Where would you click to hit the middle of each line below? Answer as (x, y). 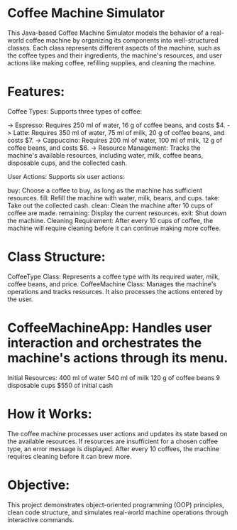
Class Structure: (56, 257)
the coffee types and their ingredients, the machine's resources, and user (115, 55)
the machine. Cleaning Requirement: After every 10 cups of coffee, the (110, 220)
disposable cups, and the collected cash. (67, 163)
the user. (20, 299)
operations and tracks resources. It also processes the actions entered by (115, 291)
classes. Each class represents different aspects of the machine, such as (114, 48)
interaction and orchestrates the (105, 343)
